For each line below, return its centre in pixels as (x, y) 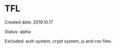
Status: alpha (18, 31)
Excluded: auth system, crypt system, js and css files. (58, 41)
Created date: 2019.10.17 (29, 22)
